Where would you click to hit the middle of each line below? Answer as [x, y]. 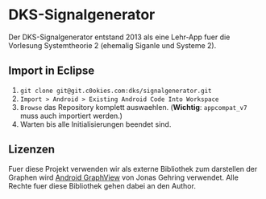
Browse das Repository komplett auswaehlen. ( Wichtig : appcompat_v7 [133, 107]
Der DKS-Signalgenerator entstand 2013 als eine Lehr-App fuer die [119, 37]
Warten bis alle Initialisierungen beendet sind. [96, 124]
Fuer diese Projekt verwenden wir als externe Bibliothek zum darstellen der [133, 169]
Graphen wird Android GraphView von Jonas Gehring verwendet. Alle [124, 177]
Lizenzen [31, 150]
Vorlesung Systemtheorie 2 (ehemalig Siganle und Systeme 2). [112, 45]
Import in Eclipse [52, 71]
